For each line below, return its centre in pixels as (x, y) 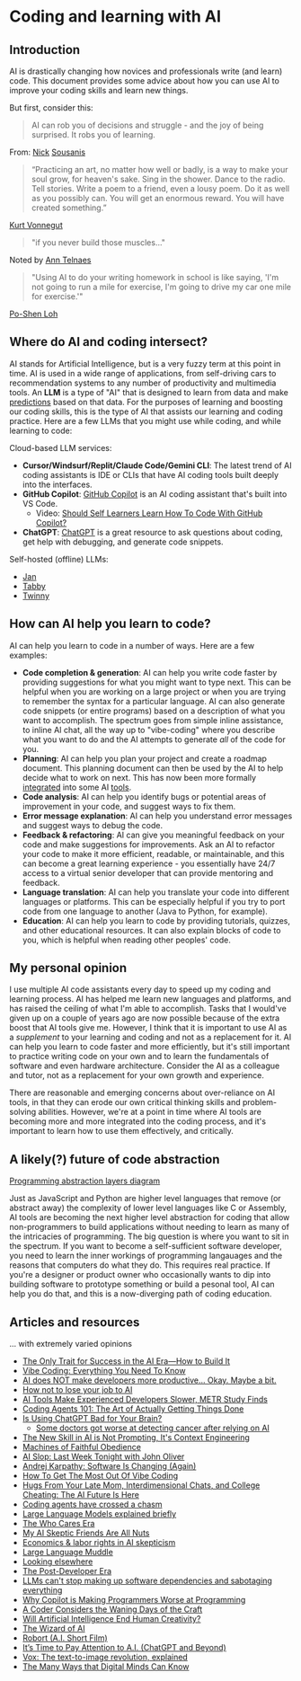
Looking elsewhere (58, 1562)
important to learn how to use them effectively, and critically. (121, 1131)
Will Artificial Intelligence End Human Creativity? (111, 1619)
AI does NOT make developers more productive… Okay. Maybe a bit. (149, 1380)
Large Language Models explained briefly (99, 1514)
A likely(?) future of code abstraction (115, 1159)
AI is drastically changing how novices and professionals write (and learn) (146, 71)
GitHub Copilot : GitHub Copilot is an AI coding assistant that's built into (155, 494)
